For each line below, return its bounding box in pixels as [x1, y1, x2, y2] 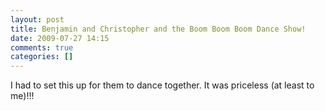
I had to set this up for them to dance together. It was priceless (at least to [10, 79, 315, 91]
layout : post [10, 14, 65, 25]
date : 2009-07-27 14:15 [10, 33, 110, 43]
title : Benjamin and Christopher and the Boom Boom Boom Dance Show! [10, 24, 307, 34]
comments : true [10, 42, 74, 53]
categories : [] [10, 52, 74, 62]
